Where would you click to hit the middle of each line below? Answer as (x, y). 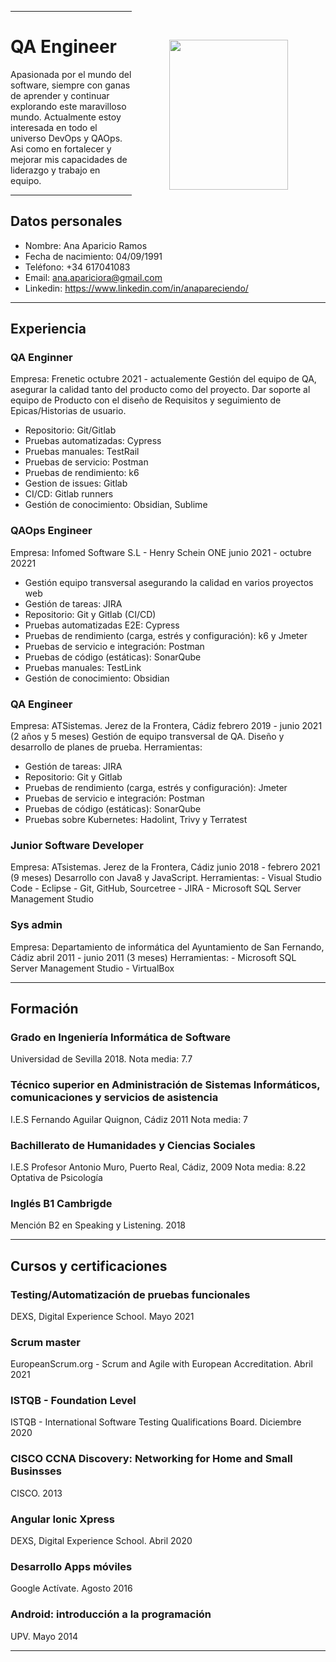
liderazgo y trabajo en (55, 170)
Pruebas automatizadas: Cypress (93, 441)
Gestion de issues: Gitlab (76, 483)
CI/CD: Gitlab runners (69, 494)
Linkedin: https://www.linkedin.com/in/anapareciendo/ (136, 288)
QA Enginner (41, 358)
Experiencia (48, 329)
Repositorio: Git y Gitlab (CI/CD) (90, 614)
